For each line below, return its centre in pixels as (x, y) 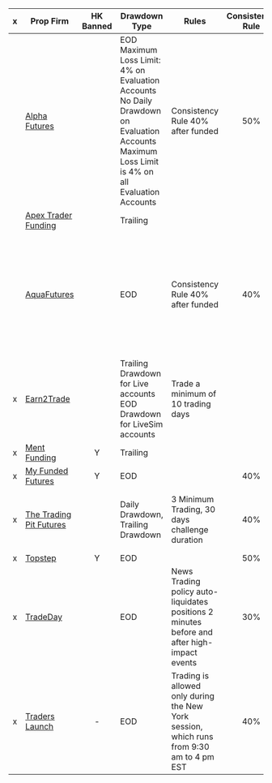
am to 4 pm (193, 757)
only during (193, 696)
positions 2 (192, 612)
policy (183, 592)
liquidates (190, 602)
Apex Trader (49, 215)
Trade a (186, 383)
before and (192, 632)
